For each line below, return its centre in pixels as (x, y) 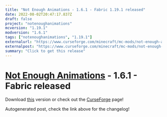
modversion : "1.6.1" (27, 33)
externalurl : (19, 42)
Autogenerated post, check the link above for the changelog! (67, 109)
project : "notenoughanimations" (39, 23)
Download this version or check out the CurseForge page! (64, 100)
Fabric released (38, 86)
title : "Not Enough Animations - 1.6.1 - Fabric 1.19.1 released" (75, 10)
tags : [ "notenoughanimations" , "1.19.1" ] (49, 38)
